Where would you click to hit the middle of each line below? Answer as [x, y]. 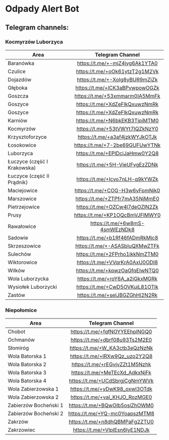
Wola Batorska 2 [27, 364]
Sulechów [19, 254]
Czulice [17, 71]
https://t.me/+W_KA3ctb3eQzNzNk [111, 348]
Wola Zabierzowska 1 [33, 389]
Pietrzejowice [24, 207]
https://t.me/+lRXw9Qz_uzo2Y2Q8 [111, 356]
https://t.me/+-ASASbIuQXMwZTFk [117, 246]
